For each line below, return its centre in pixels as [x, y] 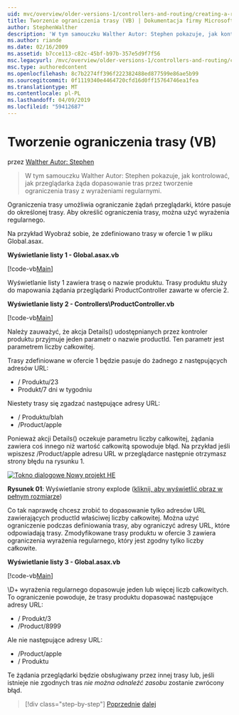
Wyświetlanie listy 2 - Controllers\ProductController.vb [91, 304]
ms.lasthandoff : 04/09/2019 [49, 101]
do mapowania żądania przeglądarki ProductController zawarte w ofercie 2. [118, 290]
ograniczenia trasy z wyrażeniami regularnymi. [93, 190]
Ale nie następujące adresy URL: [55, 639]
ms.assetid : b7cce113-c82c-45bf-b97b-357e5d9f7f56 [84, 54]
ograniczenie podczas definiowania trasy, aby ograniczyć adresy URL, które [119, 525]
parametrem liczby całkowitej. [51, 346]
